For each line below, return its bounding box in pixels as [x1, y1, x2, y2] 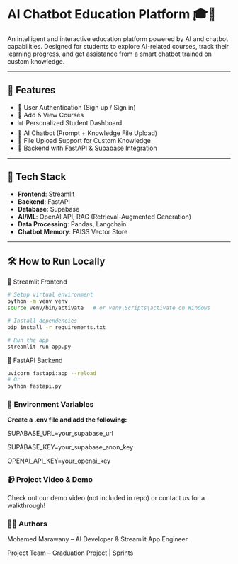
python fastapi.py [7, 383, 62, 390]
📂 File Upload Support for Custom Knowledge [17, 136, 151, 144]
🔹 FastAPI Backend [7, 356, 63, 364]
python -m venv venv [7, 298, 69, 305]
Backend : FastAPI [17, 197, 71, 206]
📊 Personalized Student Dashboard [17, 118, 123, 127]
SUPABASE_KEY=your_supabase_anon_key [7, 443, 134, 451]
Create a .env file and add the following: [7, 415, 127, 424]
